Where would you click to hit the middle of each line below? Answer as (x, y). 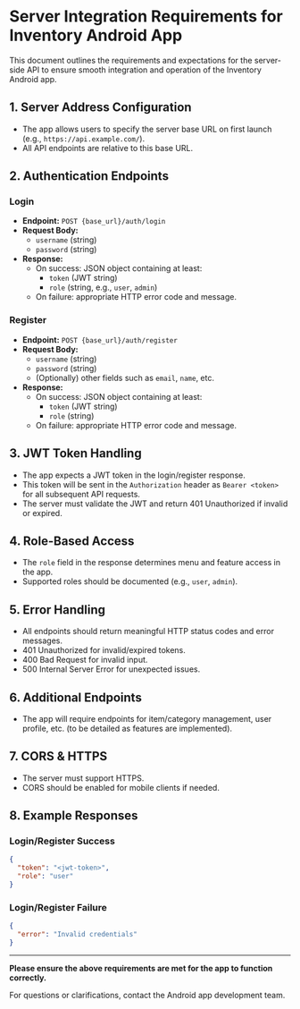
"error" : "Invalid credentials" (78, 935)
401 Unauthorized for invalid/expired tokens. (104, 650)
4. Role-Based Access (72, 541)
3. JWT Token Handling (75, 454)
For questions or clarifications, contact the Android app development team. (147, 995)
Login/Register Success (62, 841)
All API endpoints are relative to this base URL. (108, 148)
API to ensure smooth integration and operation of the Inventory (144, 70)
